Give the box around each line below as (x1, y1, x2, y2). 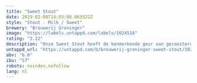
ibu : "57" (6, 57, 30, 63)
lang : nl (6, 68, 28, 74)
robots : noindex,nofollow (6, 63, 69, 69)
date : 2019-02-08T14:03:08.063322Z (6, 14, 93, 20)
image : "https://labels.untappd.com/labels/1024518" (6, 30, 138, 36)
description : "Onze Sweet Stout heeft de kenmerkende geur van (6, 41, 164, 47)
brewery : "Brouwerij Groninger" (6, 25, 85, 31)
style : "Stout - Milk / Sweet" (6, 19, 83, 25)
